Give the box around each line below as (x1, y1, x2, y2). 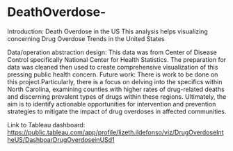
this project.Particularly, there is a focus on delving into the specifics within (7, 77, 223, 86)
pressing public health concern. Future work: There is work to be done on (7, 70, 218, 79)
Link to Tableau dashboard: (7, 120, 86, 129)
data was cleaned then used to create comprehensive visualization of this (7, 63, 218, 71)
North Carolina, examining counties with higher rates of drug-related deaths (7, 85, 225, 93)
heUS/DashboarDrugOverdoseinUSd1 (7, 135, 115, 143)
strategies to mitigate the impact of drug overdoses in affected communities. (7, 107, 227, 116)
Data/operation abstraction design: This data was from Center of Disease (7, 48, 217, 56)
